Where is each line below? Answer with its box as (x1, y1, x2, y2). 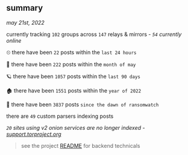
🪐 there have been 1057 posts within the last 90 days (6, 73, 140, 80)
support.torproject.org (6, 130, 61, 138)
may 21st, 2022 (6, 19, 45, 26)
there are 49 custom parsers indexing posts (6, 112, 114, 120)
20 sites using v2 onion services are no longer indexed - (6, 124, 145, 131)
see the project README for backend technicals (20, 142, 140, 149)
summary (6, 3, 43, 13)
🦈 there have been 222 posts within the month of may (6, 61, 136, 68)
